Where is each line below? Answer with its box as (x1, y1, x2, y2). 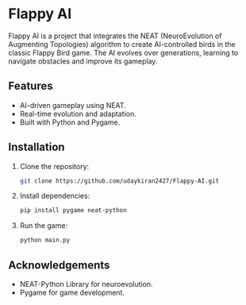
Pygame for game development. (19, 288, 125, 297)
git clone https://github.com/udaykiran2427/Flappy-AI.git (19, 176, 220, 185)
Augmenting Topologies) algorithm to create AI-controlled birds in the (8, 39, 236, 48)
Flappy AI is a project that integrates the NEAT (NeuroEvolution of (8, 31, 222, 41)
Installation (8, 141, 65, 154)
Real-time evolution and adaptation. (19, 109, 136, 118)
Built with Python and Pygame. (19, 117, 121, 127)
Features (8, 79, 53, 93)
